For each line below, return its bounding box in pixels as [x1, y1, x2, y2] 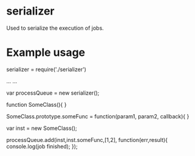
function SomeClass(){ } [6, 101, 67, 108]
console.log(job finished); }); [6, 143, 78, 150]
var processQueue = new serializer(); [6, 89, 100, 97]
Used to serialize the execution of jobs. [6, 24, 104, 32]
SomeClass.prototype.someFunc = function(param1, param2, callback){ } [6, 112, 190, 120]
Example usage [6, 46, 86, 59]
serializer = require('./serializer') [6, 66, 87, 73]
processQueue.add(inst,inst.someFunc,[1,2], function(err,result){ [6, 136, 168, 143]
